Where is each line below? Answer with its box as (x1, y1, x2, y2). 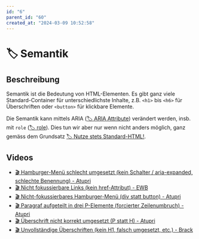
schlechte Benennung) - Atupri (14, 177, 91, 185)
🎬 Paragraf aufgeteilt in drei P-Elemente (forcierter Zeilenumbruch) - (14, 202, 184, 209)
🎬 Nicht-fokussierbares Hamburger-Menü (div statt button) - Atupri (14, 193, 181, 200)
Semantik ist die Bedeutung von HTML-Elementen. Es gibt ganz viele (6, 90, 175, 97)
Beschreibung (6, 74, 60, 84)
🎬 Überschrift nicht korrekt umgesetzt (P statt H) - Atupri (14, 217, 155, 225)
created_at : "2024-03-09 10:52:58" (6, 20, 95, 26)
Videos (6, 152, 33, 163)
